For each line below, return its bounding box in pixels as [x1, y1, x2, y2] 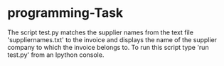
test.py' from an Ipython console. [7, 51, 105, 59]
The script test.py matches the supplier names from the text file [7, 28, 194, 37]
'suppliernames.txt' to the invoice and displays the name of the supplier [7, 35, 218, 44]
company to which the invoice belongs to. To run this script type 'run [7, 43, 209, 51]
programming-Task [7, 5, 124, 21]
